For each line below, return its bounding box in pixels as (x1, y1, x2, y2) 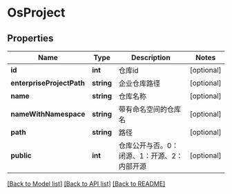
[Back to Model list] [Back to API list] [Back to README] (7, 180, 166, 188)
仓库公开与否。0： (118, 141, 179, 150)
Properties (7, 32, 54, 44)
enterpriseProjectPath (10, 78, 85, 88)
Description (130, 53, 171, 62)
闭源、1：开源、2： (118, 151, 184, 160)
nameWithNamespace (10, 109, 86, 119)
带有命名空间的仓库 (118, 105, 182, 114)
